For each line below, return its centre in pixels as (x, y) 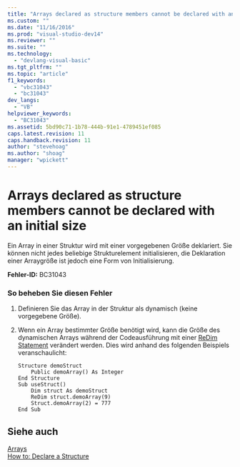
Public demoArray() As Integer (77, 372)
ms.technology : (30, 54)
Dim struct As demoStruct (70, 391)
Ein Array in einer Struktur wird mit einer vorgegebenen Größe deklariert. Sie (120, 245)
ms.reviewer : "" (31, 41)
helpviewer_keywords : (40, 114)
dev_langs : (24, 101)
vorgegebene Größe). (50, 316)
